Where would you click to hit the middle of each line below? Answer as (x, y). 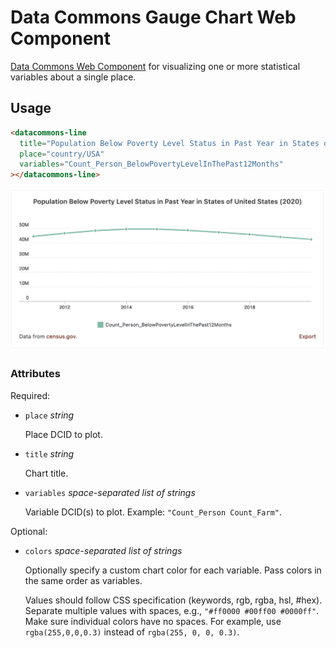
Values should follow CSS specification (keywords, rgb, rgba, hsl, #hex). (173, 600)
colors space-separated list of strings (103, 550)
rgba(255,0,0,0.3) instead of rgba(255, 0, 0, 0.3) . (132, 632)
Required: (30, 395)
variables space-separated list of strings (110, 492)
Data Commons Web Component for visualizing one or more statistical (155, 66)
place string (49, 415)
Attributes (35, 374)
